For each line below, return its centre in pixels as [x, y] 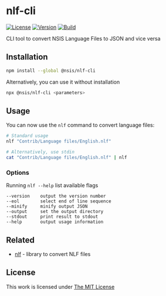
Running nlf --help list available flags [52, 185]
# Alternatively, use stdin [40, 152]
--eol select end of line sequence [59, 201]
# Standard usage [27, 136]
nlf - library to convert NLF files [52, 254]
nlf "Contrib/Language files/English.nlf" [59, 142]
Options [18, 172]
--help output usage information [55, 222]
